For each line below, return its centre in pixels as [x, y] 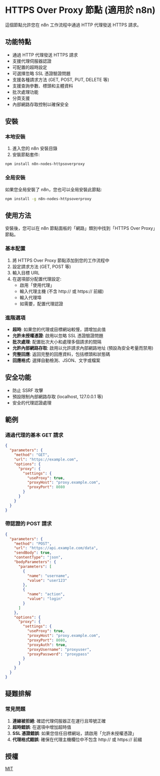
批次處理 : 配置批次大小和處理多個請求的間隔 [57, 342]
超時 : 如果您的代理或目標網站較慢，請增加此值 [59, 329]
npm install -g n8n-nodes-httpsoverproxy [48, 199]
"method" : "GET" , [32, 455]
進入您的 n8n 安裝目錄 [35, 149]
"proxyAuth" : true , [47, 645]
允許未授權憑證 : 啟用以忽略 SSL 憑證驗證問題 [58, 335]
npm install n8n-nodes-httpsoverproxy [45, 164]
